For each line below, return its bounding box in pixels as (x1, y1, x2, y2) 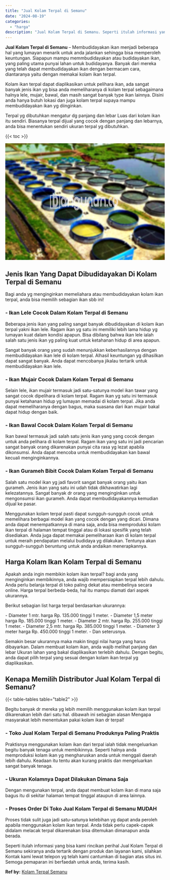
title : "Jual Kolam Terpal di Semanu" (5, 8, 87, 13)
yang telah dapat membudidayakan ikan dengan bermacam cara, (5, 66, 141, 72)
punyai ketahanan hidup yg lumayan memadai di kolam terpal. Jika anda (5, 398, 155, 404)
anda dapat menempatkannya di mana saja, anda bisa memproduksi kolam (5, 521, 161, 527)
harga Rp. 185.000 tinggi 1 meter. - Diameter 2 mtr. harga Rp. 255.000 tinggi (5, 618, 163, 624)
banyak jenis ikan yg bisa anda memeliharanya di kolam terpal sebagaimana (5, 86, 163, 93)
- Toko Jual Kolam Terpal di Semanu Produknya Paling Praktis (5, 730, 159, 737)
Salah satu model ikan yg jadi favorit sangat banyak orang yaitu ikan (5, 479, 147, 485)
